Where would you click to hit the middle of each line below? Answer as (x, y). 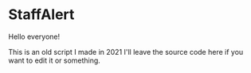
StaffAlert (41, 15)
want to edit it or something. (55, 60)
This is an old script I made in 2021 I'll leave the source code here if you (126, 52)
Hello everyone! (34, 36)
